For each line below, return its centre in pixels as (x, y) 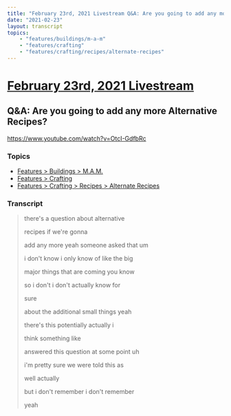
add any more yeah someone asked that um (86, 245)
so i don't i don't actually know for (72, 285)
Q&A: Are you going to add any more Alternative (112, 111)
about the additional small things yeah (78, 312)
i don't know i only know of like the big (78, 259)
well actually (42, 378)
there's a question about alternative (74, 219)
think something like (52, 338)
